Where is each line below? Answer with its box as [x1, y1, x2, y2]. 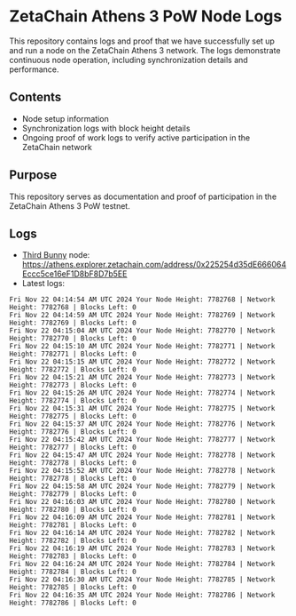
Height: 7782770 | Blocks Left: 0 [9, 334, 137, 343]
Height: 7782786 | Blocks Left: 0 [9, 598, 137, 608]
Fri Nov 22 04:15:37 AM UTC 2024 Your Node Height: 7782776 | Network [9, 420, 276, 428]
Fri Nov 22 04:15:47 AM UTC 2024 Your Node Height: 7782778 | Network [9, 451, 276, 460]
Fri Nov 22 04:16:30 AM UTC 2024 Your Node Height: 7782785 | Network [9, 575, 276, 584]
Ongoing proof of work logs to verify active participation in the [21, 132, 251, 143]
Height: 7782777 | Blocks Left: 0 [9, 443, 137, 452]
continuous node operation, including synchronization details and [9, 54, 248, 65]
